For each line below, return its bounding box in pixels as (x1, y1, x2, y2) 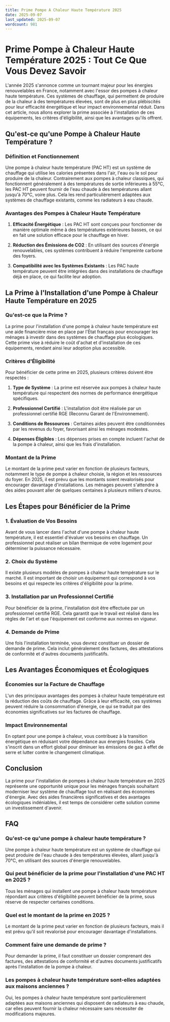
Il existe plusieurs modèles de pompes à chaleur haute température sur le (5, 569, 159, 576)
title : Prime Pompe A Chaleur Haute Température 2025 (5, 7, 122, 13)
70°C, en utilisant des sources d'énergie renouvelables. (5, 857, 122, 863)
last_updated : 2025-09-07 (5, 17, 60, 22)
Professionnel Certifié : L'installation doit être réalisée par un (12, 405, 141, 411)
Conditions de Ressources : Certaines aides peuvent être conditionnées (12, 420, 165, 427)
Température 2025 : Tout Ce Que (5, 55, 147, 66)
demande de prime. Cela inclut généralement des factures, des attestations (5, 645, 164, 652)
